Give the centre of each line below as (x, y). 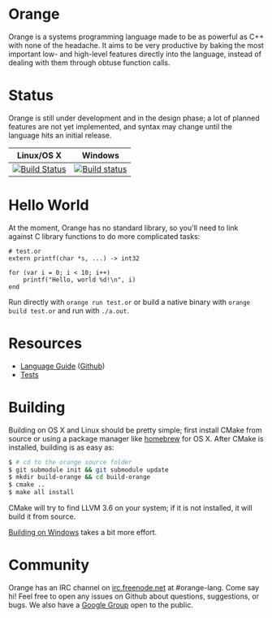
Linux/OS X (39, 155)
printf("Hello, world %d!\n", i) (80, 280)
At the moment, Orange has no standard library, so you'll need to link (123, 228)
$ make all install (41, 493)
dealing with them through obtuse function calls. (89, 63)
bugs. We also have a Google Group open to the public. (101, 605)
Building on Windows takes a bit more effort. (83, 533)
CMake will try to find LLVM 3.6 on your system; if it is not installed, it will (131, 508)
